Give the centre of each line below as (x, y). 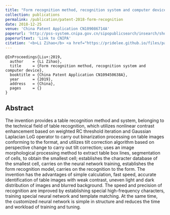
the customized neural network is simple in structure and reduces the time (83, 201)
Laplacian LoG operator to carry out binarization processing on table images (85, 136)
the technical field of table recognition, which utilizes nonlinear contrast (80, 126)
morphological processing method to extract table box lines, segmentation (83, 152)
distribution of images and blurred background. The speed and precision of (84, 185)
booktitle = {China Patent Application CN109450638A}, (69, 75)
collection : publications (32, 15)
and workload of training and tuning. (43, 207)
